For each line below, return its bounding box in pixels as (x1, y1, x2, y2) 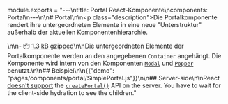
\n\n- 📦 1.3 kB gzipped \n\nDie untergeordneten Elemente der (7, 42, 184, 50)
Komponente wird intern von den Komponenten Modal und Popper (7, 59, 194, 67)
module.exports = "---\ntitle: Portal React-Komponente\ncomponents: (7, 6, 208, 14)
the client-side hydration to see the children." (7, 89, 137, 96)
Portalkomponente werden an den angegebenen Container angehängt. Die (7, 52, 222, 60)
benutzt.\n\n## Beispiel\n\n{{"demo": (7, 67, 115, 75)
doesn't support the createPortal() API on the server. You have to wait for (7, 81, 221, 89)
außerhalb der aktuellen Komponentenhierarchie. (7, 28, 149, 36)
